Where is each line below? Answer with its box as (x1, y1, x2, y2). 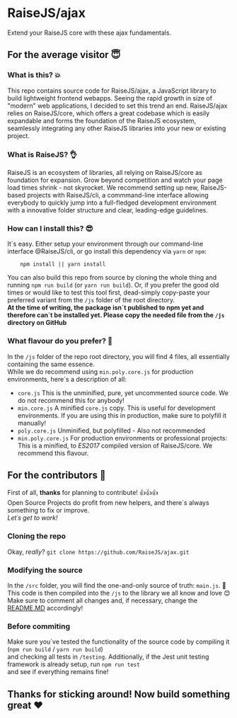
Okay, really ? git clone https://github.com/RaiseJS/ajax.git (7, 547, 190, 556)
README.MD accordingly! (7, 603, 83, 612)
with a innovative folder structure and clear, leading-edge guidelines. (7, 205, 209, 214)
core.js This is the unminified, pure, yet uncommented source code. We (17, 388, 229, 397)
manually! (17, 418, 47, 427)
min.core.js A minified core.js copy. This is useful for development (17, 404, 216, 412)
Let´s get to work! (7, 513, 58, 522)
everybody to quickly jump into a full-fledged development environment (7, 198, 217, 207)
